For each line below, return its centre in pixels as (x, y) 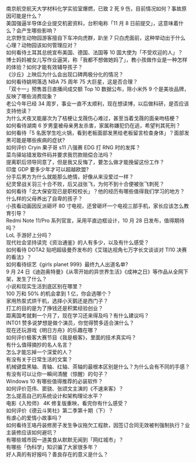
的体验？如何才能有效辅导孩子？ (44, 67)
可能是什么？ (26, 16)
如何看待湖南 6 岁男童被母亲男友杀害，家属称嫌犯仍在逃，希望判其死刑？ (93, 125)
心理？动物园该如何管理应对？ (42, 45)
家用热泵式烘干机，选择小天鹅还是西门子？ (57, 301)
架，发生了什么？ (27, 279)
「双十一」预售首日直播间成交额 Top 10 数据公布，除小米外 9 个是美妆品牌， (98, 89)
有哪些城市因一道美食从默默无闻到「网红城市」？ (65, 440)
